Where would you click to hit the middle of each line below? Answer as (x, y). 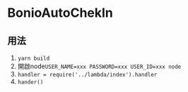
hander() (30, 82)
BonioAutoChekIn (60, 13)
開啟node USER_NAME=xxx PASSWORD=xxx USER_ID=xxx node (99, 66)
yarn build (34, 58)
